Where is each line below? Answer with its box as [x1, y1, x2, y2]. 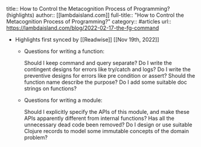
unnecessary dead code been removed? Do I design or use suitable [24, 121, 193, 128]
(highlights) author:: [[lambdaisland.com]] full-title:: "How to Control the [6, 11, 184, 19]
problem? [24, 134, 48, 141]
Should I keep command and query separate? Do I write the [24, 60, 172, 66]
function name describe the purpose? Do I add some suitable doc [24, 78, 187, 86]
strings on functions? [24, 85, 77, 92]
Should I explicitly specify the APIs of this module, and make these [24, 108, 190, 115]
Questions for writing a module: [24, 96, 103, 104]
